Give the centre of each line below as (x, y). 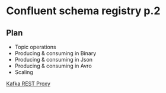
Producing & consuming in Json (54, 60)
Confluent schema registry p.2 (83, 11)
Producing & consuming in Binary (55, 53)
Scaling (24, 72)
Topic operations (35, 47)
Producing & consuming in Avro (53, 66)
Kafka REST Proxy (28, 84)
